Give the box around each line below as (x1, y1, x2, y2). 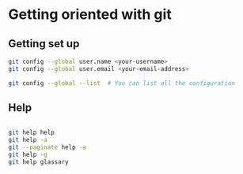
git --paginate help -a (8, 143, 87, 151)
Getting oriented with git (8, 6, 172, 24)
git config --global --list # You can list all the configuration (8, 79, 236, 87)
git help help (8, 128, 55, 137)
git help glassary (8, 157, 69, 166)
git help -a (8, 136, 47, 144)
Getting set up (8, 37, 80, 50)
